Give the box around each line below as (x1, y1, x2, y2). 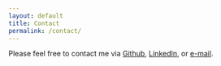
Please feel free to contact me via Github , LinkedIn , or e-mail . (8, 49, 214, 59)
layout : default (8, 11, 63, 20)
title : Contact (8, 19, 60, 27)
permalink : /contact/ (8, 27, 82, 35)
